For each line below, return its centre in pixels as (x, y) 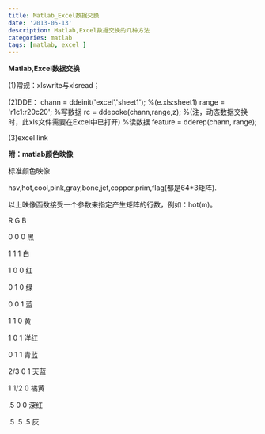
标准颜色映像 (29, 171)
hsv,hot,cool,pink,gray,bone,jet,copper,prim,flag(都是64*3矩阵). (113, 188)
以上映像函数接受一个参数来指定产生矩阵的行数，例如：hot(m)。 (113, 205)
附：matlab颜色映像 (41, 154)
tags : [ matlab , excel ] (47, 45)
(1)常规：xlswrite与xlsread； (54, 86)
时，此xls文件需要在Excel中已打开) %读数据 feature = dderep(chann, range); (132, 122)
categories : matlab (40, 38)
